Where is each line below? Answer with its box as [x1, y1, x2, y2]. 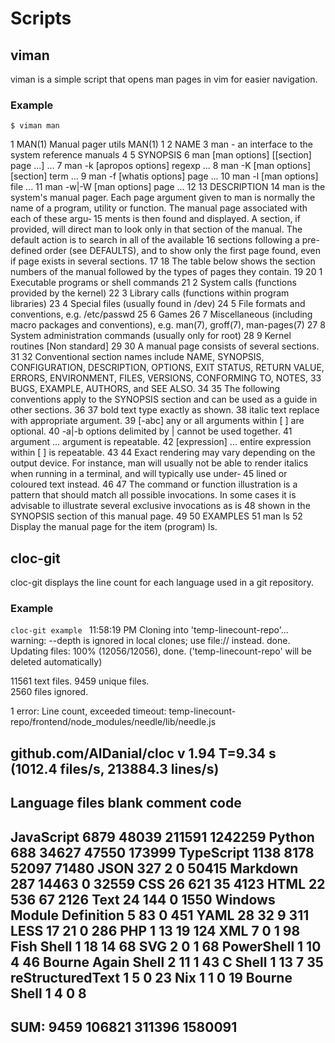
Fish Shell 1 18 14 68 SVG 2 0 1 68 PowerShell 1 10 [10, 938, 322, 955]
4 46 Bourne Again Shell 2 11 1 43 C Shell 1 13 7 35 [10, 953, 324, 971]
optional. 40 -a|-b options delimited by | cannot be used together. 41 [10, 425, 293, 437]
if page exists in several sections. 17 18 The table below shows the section [10, 255, 316, 267]
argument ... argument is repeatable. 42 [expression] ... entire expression [10, 436, 312, 448]
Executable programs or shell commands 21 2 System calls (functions [10, 277, 297, 289]
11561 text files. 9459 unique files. [10, 675, 150, 687]
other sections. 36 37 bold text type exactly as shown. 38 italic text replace [10, 404, 320, 416]
